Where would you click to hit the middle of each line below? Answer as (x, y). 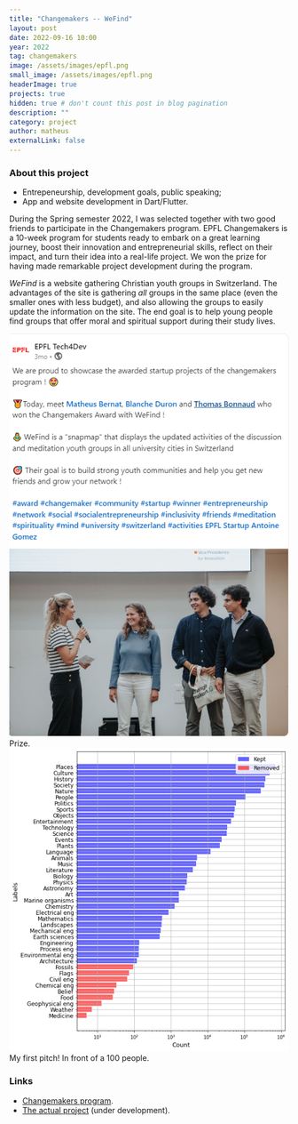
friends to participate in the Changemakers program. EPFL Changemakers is (149, 229)
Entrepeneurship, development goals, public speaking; (122, 192)
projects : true (37, 93)
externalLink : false (47, 141)
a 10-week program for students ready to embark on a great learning (135, 238)
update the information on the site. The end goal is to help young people (141, 312)
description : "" (39, 112)
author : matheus (39, 132)
